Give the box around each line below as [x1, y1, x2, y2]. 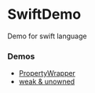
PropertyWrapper [18, 69, 76, 78]
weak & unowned [18, 77, 75, 87]
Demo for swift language [7, 31, 87, 41]
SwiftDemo [7, 5, 82, 23]
